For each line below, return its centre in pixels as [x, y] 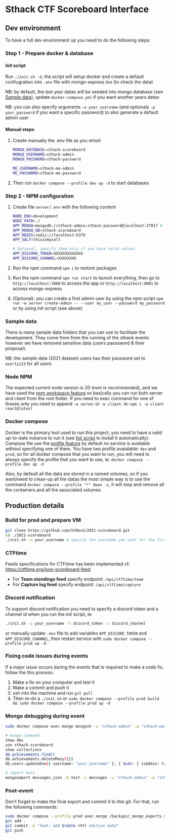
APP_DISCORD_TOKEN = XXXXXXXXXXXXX [48, 254]
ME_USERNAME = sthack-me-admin [43, 168]
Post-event [19, 790]
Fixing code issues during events [47, 656]
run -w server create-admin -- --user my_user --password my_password [89, 303]
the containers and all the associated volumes [53, 490]
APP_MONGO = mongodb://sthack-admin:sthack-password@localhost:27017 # [88, 226]
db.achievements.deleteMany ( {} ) [39, 759]
